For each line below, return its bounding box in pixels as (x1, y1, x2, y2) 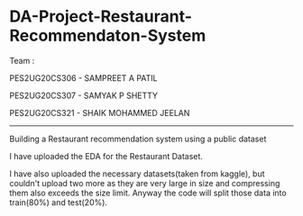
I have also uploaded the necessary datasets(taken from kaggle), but (9, 168, 265, 179)
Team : (9, 55, 35, 66)
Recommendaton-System (9, 25, 207, 46)
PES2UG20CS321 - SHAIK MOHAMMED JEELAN (9, 107, 190, 118)
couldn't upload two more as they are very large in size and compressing (9, 177, 280, 188)
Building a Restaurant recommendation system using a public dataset (9, 133, 267, 144)
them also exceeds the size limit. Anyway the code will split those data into (9, 187, 287, 198)
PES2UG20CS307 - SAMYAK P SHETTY (9, 90, 159, 101)
